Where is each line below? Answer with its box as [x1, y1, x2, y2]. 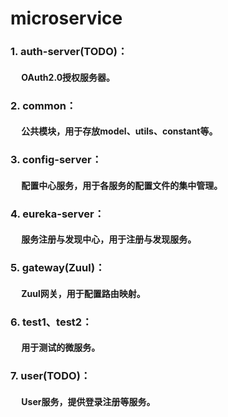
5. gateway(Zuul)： [10, 261, 106, 275]
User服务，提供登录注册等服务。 [21, 395, 156, 407]
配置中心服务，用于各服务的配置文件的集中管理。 [21, 179, 223, 191]
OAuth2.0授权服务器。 [21, 71, 116, 83]
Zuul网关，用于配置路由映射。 [21, 287, 146, 299]
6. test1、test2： [10, 315, 93, 329]
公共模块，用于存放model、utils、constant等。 [21, 125, 218, 137]
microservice [10, 7, 123, 30]
